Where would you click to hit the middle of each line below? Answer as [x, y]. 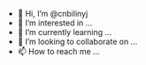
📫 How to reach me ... [58, 51]
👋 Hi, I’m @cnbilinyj [53, 14]
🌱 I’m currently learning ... [65, 32]
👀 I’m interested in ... [55, 23]
